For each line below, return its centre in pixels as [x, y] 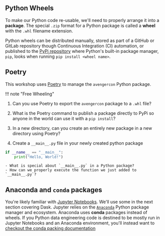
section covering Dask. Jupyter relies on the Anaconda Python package [77, 207]
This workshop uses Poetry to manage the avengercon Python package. [78, 84]
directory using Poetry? [36, 133]
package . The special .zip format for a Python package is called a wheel [80, 25]
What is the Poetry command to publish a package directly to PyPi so [83, 113]
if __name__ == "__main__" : [34, 152]
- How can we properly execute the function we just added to [71, 170]
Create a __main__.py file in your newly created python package [78, 143]
